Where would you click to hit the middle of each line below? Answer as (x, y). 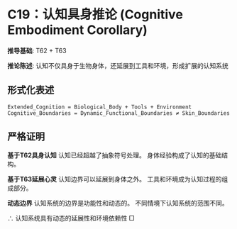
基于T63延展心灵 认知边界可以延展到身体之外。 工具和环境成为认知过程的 (115, 179)
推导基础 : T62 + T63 (37, 50)
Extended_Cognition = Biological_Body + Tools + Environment (100, 107)
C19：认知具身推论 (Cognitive (95, 15)
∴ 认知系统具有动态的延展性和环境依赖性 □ (71, 218)
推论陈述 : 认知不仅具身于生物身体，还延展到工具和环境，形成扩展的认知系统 (118, 65)
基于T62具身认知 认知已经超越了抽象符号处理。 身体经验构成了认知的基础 (115, 155)
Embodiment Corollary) (77, 30)
